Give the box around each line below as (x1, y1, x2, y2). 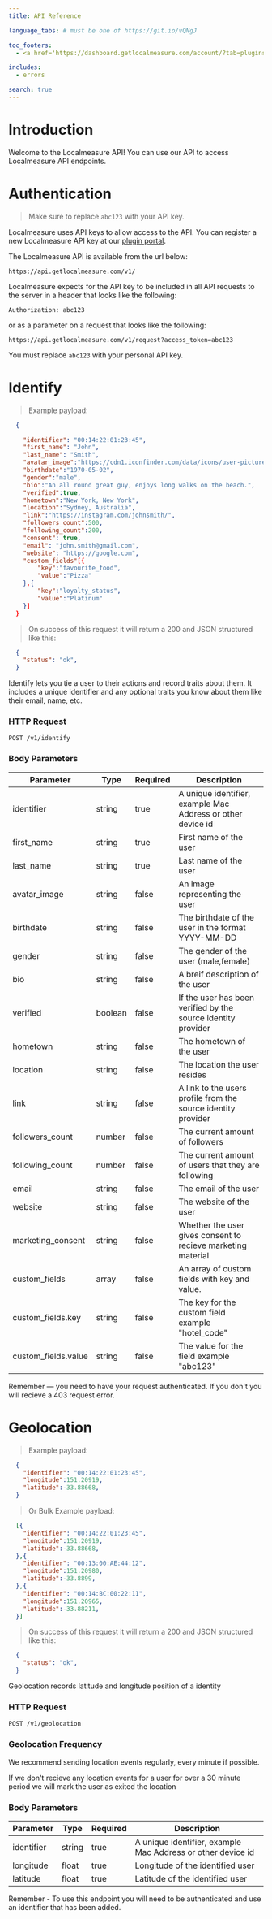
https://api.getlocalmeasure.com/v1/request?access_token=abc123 (8, 336, 233, 344)
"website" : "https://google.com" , (23, 549, 139, 557)
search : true (8, 86, 53, 94)
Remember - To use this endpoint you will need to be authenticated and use (8, 1894, 261, 1904)
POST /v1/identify (8, 734, 70, 743)
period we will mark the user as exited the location (8, 1781, 176, 1791)
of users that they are (177, 1159, 260, 1171)
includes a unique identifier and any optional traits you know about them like (8, 687, 263, 697)
